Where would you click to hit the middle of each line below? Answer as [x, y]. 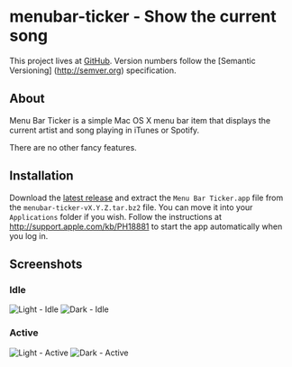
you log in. [29, 235]
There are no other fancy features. [73, 147]
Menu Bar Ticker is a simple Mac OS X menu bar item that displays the [140, 120]
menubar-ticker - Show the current [143, 17]
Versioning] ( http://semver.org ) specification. [93, 70]
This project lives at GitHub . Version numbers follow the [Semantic [132, 60]
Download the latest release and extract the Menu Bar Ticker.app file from [146, 197]
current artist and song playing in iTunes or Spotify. [105, 130]
